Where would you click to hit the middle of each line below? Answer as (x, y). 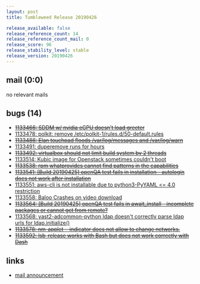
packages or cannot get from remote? (61, 210)
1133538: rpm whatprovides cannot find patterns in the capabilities (96, 166)
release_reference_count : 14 (42, 33)
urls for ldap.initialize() (42, 223)
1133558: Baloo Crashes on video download (68, 197)
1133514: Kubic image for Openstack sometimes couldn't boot (90, 160)
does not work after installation (53, 178)
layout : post (22, 12)
